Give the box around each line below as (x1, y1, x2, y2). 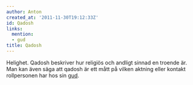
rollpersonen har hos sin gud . (6, 72, 80, 79)
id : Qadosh (6, 20, 34, 26)
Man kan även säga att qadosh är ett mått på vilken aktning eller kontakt (6, 65, 186, 72)
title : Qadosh (6, 43, 42, 49)
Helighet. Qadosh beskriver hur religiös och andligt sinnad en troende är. (6, 58, 188, 66)
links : (6, 25, 23, 32)
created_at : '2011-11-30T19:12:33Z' (6, 14, 99, 20)
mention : (11, 31, 34, 37)
